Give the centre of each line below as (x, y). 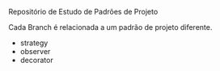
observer (35, 51)
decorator (37, 60)
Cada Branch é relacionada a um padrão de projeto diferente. (110, 27)
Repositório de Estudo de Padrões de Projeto (83, 12)
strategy (34, 43)
